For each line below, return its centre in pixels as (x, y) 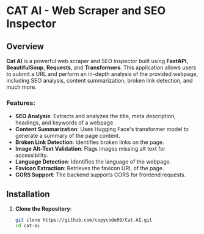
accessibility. (31, 155)
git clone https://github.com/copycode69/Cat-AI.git (84, 220)
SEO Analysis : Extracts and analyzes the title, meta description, (95, 116)
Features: (21, 103)
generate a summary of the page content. (67, 136)
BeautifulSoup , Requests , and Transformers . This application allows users (101, 67)
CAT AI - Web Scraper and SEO (86, 11)
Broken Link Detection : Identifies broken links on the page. (89, 142)
